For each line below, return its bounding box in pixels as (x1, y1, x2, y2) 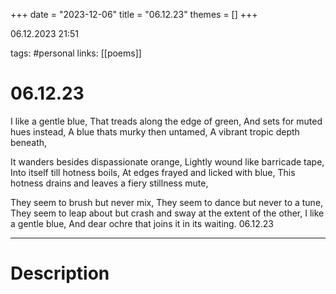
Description (10, 262, 110, 285)
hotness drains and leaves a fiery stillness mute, (10, 177, 209, 189)
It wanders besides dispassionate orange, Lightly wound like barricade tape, (10, 155, 325, 168)
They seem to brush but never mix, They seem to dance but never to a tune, (10, 196, 324, 208)
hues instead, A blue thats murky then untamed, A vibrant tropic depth (10, 125, 300, 138)
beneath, (10, 136, 48, 148)
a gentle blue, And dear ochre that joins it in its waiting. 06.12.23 (10, 217, 274, 229)
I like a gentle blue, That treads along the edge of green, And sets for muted (10, 115, 323, 127)
